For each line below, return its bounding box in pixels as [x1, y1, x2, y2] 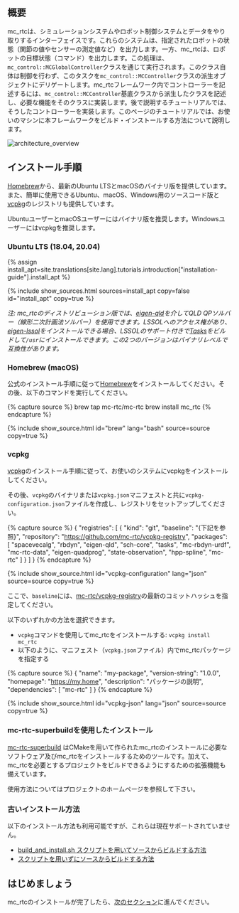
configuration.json [7, 501, 65, 508]
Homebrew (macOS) [7, 362, 79, 372]
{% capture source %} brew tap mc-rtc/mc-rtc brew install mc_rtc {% [7, 402, 211, 411]
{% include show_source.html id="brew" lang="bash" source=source [7, 424, 211, 432]
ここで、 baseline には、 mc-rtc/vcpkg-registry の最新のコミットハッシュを [7, 591, 222, 599]
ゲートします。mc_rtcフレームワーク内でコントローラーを [50, 80, 220, 89]
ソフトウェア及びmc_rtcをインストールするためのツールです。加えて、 [7, 752, 213, 760]
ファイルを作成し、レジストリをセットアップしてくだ [64, 499, 220, 508]
